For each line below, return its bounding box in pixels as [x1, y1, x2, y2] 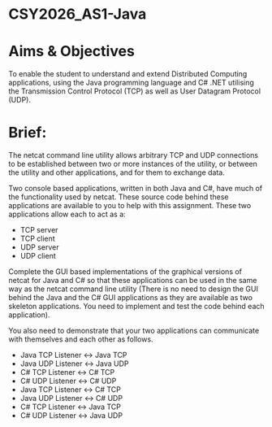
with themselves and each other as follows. [8, 334, 153, 344]
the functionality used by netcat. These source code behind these [8, 192, 229, 202]
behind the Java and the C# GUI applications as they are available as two [8, 293, 253, 303]
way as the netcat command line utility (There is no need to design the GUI [8, 284, 258, 294]
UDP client [19, 251, 56, 261]
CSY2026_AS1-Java [8, 5, 147, 24]
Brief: [8, 124, 47, 142]
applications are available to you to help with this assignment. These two [8, 201, 252, 211]
